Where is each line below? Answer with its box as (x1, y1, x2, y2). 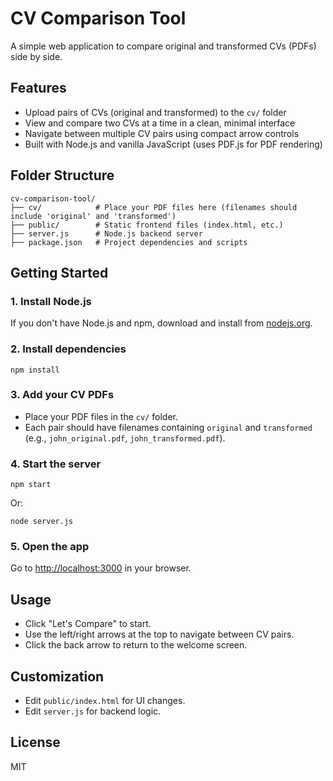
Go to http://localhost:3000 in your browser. (10, 562, 192, 574)
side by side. (10, 50, 63, 62)
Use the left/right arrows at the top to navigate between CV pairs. (24, 628, 295, 641)
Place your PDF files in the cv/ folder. (24, 410, 178, 422)
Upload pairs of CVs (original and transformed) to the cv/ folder (24, 106, 287, 118)
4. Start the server (10, 457, 102, 471)
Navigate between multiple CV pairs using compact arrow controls (24, 127, 300, 139)
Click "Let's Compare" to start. (24, 618, 152, 630)
